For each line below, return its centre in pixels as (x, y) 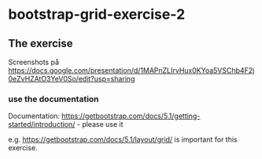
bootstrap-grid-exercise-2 (97, 14)
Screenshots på (34, 62)
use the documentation (54, 99)
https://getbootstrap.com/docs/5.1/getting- (131, 116)
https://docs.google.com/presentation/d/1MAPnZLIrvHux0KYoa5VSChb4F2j (131, 70)
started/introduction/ (42, 125)
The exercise (41, 43)
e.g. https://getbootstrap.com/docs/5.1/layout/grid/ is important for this (123, 139)
